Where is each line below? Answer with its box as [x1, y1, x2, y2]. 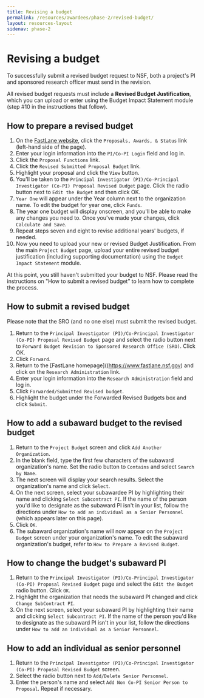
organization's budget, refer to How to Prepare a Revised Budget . [15, 540, 180, 547]
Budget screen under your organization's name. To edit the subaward [15, 534, 188, 541]
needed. [15, 234, 37, 240]
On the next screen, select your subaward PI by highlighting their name [15, 606, 194, 614]
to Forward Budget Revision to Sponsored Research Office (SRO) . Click [15, 342, 196, 350]
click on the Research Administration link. [15, 368, 121, 375]
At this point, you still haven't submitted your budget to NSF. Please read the [7, 271, 198, 278]
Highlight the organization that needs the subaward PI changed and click [15, 593, 198, 601]
